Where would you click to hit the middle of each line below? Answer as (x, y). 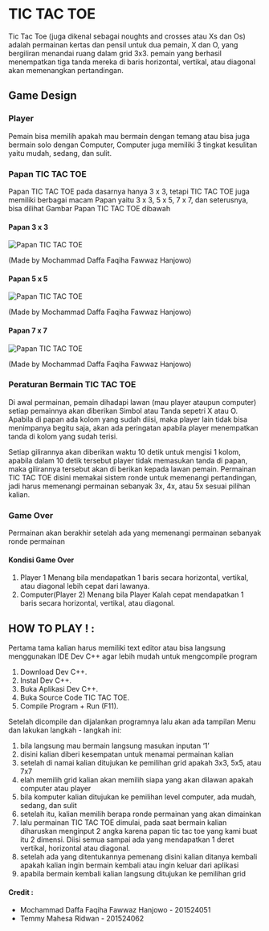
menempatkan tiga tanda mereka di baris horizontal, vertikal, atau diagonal (132, 62)
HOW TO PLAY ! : (51, 629)
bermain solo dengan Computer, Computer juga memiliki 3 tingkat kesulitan (133, 145)
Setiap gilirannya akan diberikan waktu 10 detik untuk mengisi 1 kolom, (124, 451)
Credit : (21, 892)
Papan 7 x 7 (28, 330)
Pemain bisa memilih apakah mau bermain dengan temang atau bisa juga (129, 136)
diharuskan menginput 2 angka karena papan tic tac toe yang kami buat (139, 831)
